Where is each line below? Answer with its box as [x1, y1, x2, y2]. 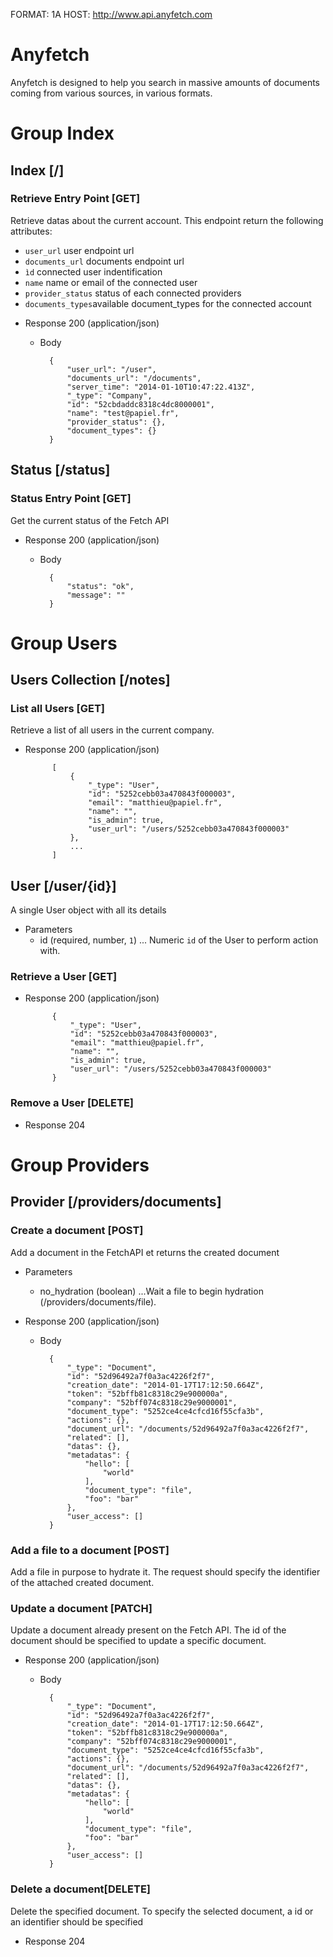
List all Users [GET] [10, 702, 105, 715]
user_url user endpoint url [24, 244, 135, 256]
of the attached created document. [10, 1576, 155, 1588]
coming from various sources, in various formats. [10, 87, 213, 99]
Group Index [10, 122, 115, 145]
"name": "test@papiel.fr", [66, 408, 180, 418]
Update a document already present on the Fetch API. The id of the [10, 1624, 287, 1636]
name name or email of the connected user [24, 276, 198, 288]
